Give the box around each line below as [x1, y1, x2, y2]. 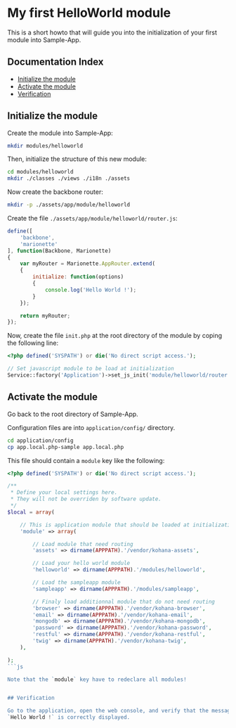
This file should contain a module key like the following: [7, 456, 165, 464]
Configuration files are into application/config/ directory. [7, 423, 176, 431]
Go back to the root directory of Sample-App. [7, 410, 138, 418]
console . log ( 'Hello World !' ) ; [44, 286, 137, 293]
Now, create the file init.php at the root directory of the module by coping [7, 332, 223, 340]
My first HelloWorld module [7, 5, 171, 21]
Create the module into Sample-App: [7, 129, 114, 137]
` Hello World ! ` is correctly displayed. [7, 714, 131, 721]
